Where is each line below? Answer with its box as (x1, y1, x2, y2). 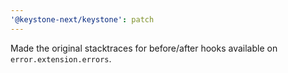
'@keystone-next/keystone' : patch (10, 14, 155, 25)
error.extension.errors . (10, 52, 112, 65)
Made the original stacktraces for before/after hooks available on (10, 42, 278, 54)
